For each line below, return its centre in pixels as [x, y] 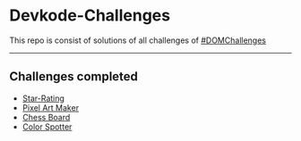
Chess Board [46, 117]
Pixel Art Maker [50, 107]
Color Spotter [47, 127]
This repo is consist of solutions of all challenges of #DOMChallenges [138, 40]
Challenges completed [74, 77]
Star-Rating [43, 98]
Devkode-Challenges [90, 16]
